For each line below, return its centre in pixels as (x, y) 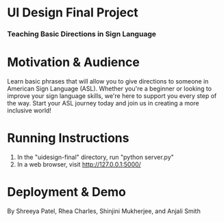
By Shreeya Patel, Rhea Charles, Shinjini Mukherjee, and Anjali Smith (104, 211)
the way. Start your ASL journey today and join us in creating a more (103, 103)
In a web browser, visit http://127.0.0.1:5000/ (79, 164)
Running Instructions (68, 138)
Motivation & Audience (74, 62)
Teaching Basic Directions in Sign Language (82, 34)
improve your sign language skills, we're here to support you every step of (112, 96)
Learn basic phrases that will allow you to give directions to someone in (108, 82)
